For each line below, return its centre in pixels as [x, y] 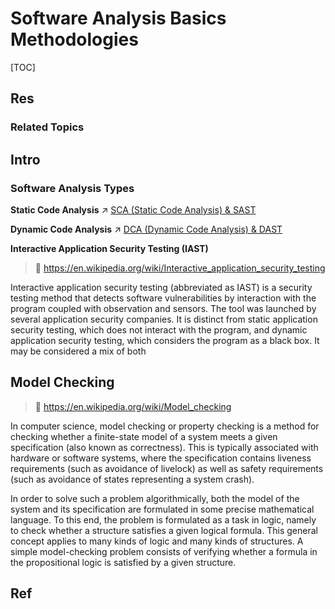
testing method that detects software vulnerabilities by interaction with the [163, 298]
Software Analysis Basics [118, 18]
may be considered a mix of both [78, 351]
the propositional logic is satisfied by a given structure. [123, 562]
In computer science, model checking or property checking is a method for [165, 426]
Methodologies [74, 39]
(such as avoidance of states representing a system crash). [132, 479]
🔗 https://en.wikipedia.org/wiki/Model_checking [133, 406]
